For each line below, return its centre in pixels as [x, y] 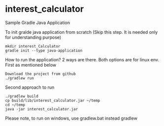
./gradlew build [22, 96]
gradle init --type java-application [44, 50]
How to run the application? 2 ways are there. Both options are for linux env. [82, 59]
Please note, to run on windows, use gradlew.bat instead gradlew [71, 118]
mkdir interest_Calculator [33, 46]
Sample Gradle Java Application [38, 23]
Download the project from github [41, 74]
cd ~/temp [15, 105]
